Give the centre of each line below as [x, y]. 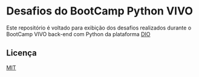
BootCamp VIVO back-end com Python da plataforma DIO [78, 34]
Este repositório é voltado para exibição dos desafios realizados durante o [99, 28]
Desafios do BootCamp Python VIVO [100, 11]
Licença [22, 53]
